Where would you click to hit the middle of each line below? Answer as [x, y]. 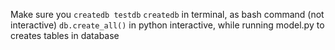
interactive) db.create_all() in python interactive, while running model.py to [167, 25]
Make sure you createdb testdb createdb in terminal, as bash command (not [167, 14]
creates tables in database [65, 35]
